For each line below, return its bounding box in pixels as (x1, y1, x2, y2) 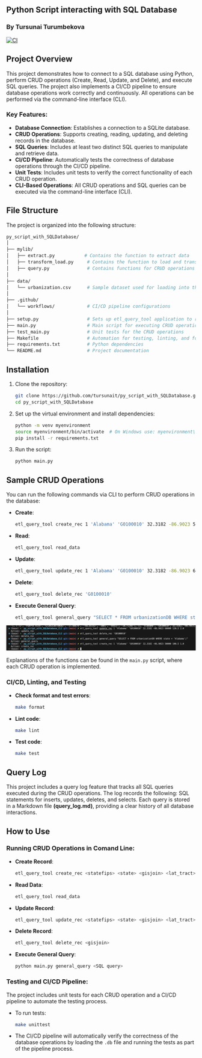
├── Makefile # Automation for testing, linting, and (6, 335, 189, 341)
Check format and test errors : (14, 691, 91, 699)
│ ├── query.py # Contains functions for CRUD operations (6, 265, 195, 271)
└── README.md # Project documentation (6, 348, 149, 354)
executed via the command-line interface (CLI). (14, 188, 132, 195)
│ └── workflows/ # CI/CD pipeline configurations (6, 304, 171, 310)
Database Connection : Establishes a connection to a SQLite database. (14, 124, 191, 131)
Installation (6, 364, 49, 375)
